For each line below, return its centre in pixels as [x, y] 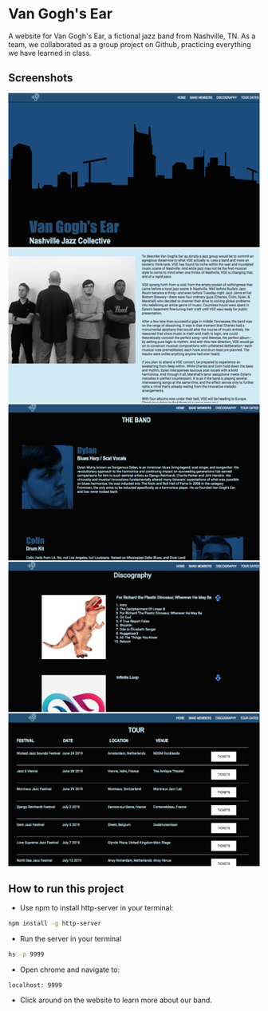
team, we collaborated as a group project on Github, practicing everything [130, 44]
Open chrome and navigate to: [70, 970]
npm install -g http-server [55, 924]
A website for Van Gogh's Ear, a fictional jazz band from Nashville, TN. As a [132, 36]
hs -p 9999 [26, 954]
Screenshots [41, 78]
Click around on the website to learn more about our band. [116, 1000]
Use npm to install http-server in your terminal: [97, 908]
